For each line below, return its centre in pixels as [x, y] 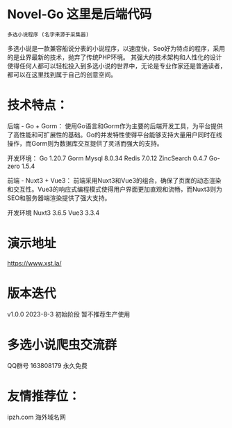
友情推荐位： [44, 396]
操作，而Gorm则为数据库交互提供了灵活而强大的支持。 [85, 143]
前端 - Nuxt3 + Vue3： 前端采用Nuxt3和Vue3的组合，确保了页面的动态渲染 [114, 180]
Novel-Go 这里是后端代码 [80, 14]
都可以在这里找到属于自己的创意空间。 [62, 75]
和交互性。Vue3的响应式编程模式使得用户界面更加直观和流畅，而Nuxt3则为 [115, 189]
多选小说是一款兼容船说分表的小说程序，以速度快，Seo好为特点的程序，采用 [116, 48]
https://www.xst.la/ [34, 263]
